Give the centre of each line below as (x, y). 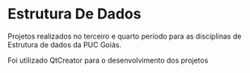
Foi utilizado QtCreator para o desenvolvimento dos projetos (108, 60)
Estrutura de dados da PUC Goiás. (65, 44)
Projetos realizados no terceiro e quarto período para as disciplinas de (125, 36)
